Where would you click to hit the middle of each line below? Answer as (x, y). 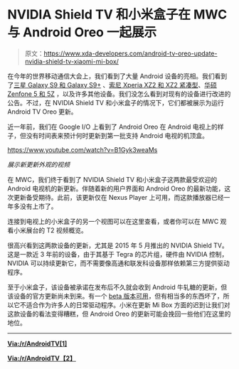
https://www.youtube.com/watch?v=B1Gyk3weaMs (83, 149)
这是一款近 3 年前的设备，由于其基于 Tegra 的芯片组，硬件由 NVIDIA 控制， (118, 254)
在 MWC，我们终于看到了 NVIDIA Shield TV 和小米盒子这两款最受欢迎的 (112, 179)
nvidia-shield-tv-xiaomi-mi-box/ (72, 61)
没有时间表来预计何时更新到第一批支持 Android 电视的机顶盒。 (117, 135)
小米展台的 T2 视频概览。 (50, 230)
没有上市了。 (38, 206)
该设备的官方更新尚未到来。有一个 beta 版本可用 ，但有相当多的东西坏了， (116, 296)
